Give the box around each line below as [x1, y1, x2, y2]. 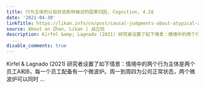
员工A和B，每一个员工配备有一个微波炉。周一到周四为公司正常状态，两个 [6, 67, 190, 75]
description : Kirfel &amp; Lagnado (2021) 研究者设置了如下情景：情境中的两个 [6, 32, 196, 38]
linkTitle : [6, 20, 34, 26]
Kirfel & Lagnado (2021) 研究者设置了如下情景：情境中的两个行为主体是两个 [6, 60, 195, 67]
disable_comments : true [6, 43, 67, 49]
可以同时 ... [16, 75, 45, 83]
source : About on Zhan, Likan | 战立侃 [6, 25, 105, 32]
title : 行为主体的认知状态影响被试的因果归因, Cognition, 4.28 [6, 8, 154, 15]
